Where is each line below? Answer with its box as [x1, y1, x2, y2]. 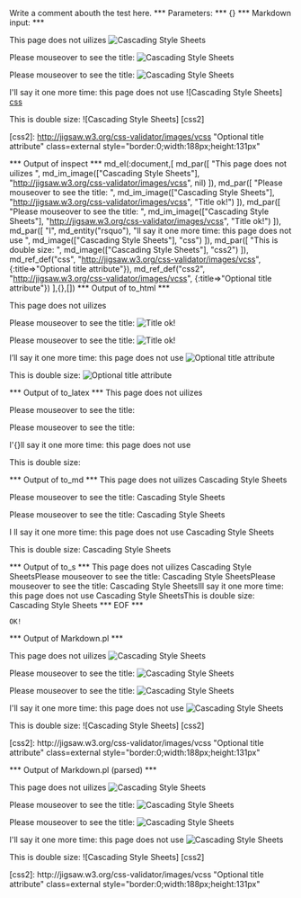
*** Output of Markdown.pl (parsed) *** [9, 765, 157, 775]
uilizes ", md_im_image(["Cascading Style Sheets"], [9, 168, 200, 178]
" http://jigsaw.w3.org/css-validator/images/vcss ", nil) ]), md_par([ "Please [9, 177, 283, 188]
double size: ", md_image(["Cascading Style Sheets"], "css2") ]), [9, 245, 249, 255]
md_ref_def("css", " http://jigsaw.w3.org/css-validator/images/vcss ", [9, 254, 261, 265]
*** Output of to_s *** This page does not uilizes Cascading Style [9, 561, 252, 572]
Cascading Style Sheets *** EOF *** [9, 600, 144, 610]
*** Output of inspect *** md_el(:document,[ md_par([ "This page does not [9, 158, 288, 169]
